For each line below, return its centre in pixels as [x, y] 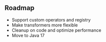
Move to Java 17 [28, 35]
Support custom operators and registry [51, 20]
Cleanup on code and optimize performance [56, 30]
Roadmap [20, 8]
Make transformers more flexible [45, 25]
